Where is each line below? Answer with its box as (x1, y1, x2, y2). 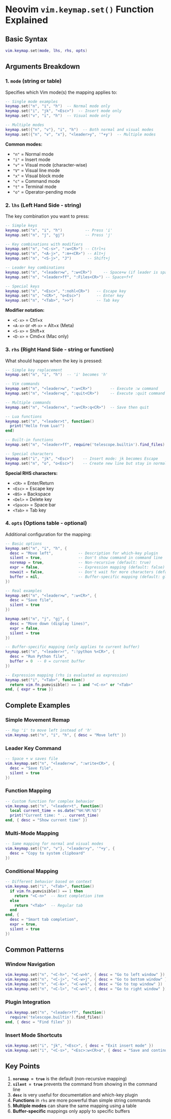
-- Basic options (5, 541, 42, 546)
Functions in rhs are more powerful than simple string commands (12, 1097, 151, 1103)
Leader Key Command (5, 744, 62, 752)
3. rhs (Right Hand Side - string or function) (5, 346, 115, 353)
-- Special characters (5, 451, 53, 457)
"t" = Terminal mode (12, 183, 57, 190)
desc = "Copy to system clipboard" (10, 851, 85, 856)
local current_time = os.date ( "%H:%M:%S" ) (10, 808, 101, 813)
